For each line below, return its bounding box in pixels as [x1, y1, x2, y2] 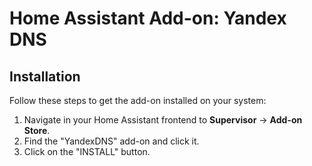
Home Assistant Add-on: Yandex [9, 7, 287, 30]
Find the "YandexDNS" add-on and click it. [23, 135, 200, 147]
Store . [23, 125, 51, 136]
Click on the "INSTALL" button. [23, 146, 151, 157]
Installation [9, 68, 81, 85]
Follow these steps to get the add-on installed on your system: [9, 95, 267, 106]
